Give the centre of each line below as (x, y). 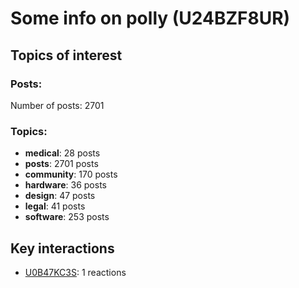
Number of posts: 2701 (57, 105)
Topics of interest (66, 55)
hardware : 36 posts (65, 185)
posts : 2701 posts (61, 164)
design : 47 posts (60, 196)
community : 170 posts (71, 174)
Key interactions (62, 248)
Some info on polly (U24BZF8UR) (150, 18)
